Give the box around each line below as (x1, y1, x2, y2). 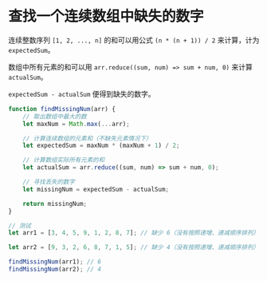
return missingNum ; (22, 200, 88, 208)
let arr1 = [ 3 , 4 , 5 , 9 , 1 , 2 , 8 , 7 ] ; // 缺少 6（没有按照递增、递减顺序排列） (8, 229, 260, 237)
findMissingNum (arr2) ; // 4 (8, 265, 102, 274)
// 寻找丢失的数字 (22, 178, 76, 186)
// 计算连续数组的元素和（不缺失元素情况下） (22, 134, 152, 142)
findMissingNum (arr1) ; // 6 (8, 258, 102, 266)
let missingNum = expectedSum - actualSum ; (22, 185, 170, 193)
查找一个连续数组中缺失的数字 (8, 7, 205, 26)
